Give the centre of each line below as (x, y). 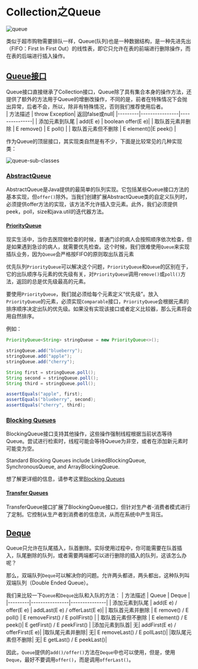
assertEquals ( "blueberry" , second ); (51, 400)
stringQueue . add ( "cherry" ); (41, 361)
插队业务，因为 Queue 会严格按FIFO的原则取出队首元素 (70, 254)
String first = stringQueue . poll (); (51, 372)
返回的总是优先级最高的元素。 (52, 282)
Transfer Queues (27, 493)
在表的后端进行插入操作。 (37, 56)
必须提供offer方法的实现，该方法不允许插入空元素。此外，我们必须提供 (92, 204)
